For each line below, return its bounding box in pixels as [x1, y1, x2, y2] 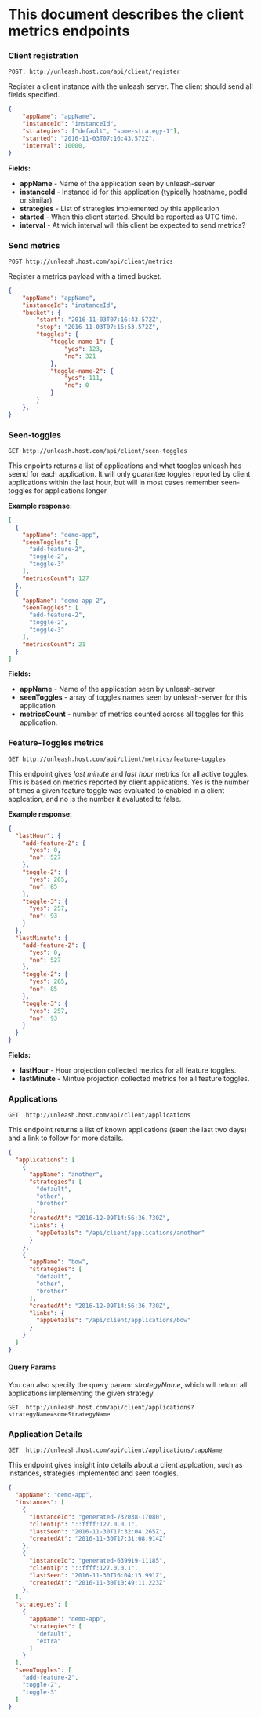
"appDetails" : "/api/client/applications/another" [36, 1229, 205, 1237]
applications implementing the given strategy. [8, 1388, 155, 1398]
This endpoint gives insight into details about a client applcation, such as [8, 1460, 243, 1470]
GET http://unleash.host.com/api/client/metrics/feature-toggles [8, 755, 226, 763]
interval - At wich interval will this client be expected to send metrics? [19, 220, 246, 229]
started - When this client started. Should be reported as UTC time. [19, 212, 237, 221]
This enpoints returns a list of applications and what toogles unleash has [8, 461, 242, 470]
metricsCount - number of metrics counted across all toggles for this [19, 709, 245, 719]
